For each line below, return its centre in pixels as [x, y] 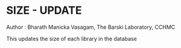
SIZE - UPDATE [44, 10]
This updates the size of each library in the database [71, 38]
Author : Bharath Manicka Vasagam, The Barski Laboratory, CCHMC [91, 27]
